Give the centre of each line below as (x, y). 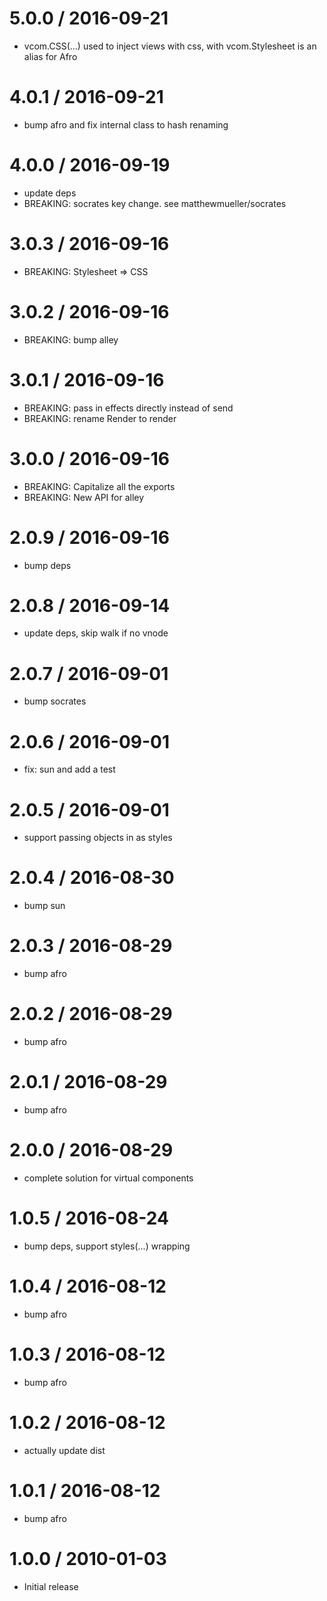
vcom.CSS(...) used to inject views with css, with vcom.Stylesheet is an (170, 46)
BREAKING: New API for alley (84, 497)
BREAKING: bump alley (71, 339)
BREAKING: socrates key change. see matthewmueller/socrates (155, 203)
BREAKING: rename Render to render (100, 418)
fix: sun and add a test (69, 769)
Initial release (51, 1586)
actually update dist (64, 1450)
